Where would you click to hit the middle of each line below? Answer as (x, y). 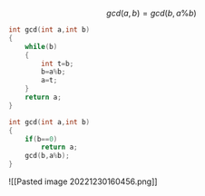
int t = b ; (58, 64)
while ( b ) (41, 46)
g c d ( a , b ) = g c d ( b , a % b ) (151, 13)
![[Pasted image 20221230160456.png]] (83, 181)
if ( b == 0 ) (41, 139)
